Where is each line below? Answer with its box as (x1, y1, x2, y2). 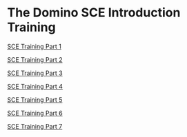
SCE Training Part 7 (7, 122, 63, 130)
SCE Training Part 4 (7, 82, 63, 90)
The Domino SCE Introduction (7, 5, 181, 21)
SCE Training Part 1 (7, 42, 62, 50)
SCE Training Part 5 (7, 95, 63, 104)
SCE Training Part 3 (7, 69, 63, 77)
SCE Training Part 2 (7, 55, 63, 63)
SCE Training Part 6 (7, 109, 63, 117)
